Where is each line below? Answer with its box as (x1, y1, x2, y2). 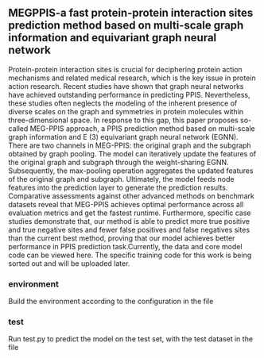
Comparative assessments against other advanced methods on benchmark (8, 191, 254, 201)
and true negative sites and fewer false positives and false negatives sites (8, 225, 250, 234)
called (8, 123, 29, 133)
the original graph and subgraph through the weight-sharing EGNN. (8, 157, 229, 167)
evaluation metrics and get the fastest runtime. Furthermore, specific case (8, 208, 252, 217)
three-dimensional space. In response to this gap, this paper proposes (8, 115, 239, 125)
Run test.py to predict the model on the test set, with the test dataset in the (8, 334, 253, 344)
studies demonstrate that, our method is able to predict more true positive (8, 216, 250, 225)
